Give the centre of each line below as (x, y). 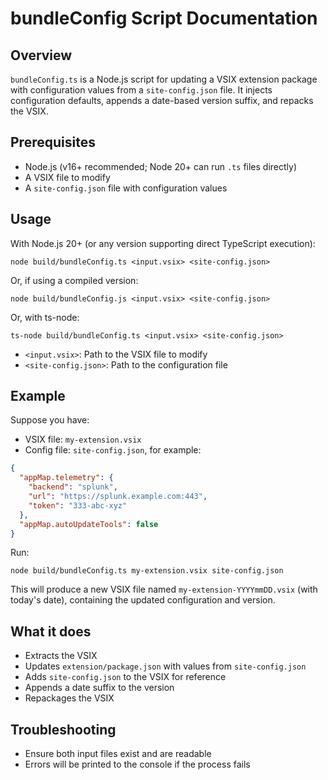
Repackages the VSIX (69, 698)
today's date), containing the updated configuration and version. (143, 600)
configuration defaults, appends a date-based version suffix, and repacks (162, 100)
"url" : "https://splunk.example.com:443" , (118, 497)
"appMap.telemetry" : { (66, 478)
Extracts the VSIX (61, 656)
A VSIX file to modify (67, 177)
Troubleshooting (63, 729)
